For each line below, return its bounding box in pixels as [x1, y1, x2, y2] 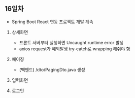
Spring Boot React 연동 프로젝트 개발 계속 [11, 19, 94, 25]
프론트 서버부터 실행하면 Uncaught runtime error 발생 [19, 39, 124, 45]
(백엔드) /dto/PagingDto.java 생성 [19, 66, 86, 72]
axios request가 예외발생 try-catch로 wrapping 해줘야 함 [19, 46, 131, 52]
